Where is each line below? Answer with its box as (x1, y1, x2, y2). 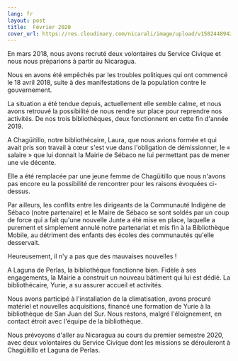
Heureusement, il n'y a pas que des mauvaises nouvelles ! (7, 252, 177, 260)
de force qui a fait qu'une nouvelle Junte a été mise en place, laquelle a (7, 216, 216, 224)
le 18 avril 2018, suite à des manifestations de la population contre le (7, 79, 207, 87)
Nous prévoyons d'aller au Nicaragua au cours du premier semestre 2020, (7, 331, 225, 340)
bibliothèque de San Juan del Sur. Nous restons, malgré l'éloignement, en (7, 309, 222, 319)
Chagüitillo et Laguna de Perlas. (7, 346, 101, 355)
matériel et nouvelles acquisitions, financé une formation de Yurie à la (7, 302, 211, 311)
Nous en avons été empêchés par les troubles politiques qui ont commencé (7, 71, 228, 79)
